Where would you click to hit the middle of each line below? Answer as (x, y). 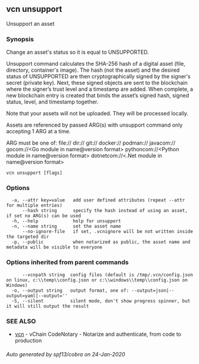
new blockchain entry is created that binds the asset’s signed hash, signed (98, 96)
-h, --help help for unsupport (66, 221)
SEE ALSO (21, 321)
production (28, 340)
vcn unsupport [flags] (34, 173)
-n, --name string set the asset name (66, 227)
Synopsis (20, 39)
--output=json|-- (153, 290)
